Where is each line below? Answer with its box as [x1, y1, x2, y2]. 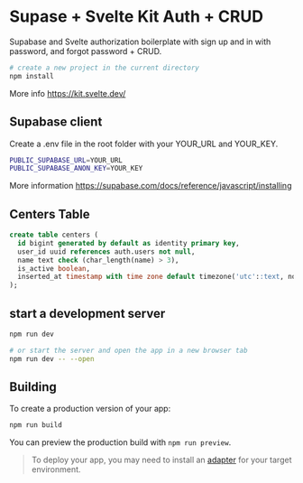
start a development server [9, 305, 166, 321]
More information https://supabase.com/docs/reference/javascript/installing [9, 181, 292, 191]
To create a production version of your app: [9, 404, 171, 414]
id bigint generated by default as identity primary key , [17, 238, 241, 247]
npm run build [9, 421, 63, 430]
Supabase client [9, 115, 103, 130]
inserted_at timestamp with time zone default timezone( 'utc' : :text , [17, 273, 284, 282]
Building [9, 379, 57, 395]
